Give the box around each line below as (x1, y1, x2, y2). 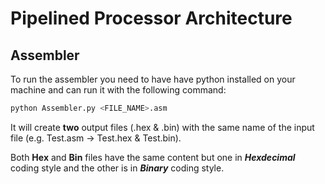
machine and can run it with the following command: (10, 84, 227, 96)
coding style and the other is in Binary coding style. (10, 162, 225, 174)
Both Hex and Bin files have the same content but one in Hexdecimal (10, 151, 296, 163)
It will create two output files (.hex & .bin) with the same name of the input (10, 121, 315, 133)
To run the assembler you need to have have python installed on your (10, 73, 296, 85)
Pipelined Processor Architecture (10, 7, 293, 30)
